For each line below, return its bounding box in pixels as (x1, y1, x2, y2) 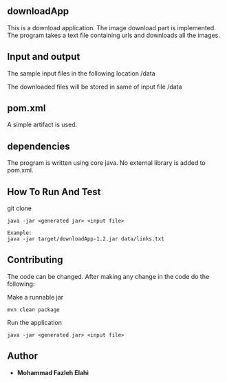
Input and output (7, 51, 80, 63)
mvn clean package (7, 306, 60, 313)
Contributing (7, 254, 63, 266)
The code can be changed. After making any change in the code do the (7, 272, 210, 280)
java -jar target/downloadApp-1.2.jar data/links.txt (7, 236, 165, 243)
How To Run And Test (7, 186, 101, 198)
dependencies (7, 140, 70, 152)
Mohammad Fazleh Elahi (17, 368, 89, 377)
